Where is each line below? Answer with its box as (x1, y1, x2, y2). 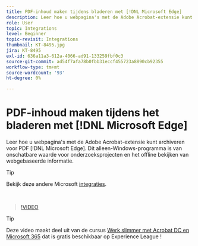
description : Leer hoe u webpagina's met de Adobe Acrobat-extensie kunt (6, 14, 193, 20)
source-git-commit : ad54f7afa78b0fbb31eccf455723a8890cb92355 (6, 58, 164, 64)
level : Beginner (6, 31, 46, 37)
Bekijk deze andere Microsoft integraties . (6, 180, 107, 188)
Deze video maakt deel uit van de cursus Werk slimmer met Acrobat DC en (6, 227, 189, 234)
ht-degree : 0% (6, 75, 42, 81)
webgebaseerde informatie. (6, 157, 74, 164)
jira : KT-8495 (6, 48, 42, 54)
